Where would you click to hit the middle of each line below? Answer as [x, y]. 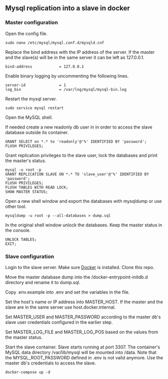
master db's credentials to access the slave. [51, 363]
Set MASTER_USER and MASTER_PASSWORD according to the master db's [83, 317]
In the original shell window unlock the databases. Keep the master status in [84, 225]
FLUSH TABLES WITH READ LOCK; [37, 187]
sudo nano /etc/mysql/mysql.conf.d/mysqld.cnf [55, 43]
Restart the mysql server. [31, 99]
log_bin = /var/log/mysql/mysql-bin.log [66, 89]
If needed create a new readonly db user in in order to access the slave [79, 127]
